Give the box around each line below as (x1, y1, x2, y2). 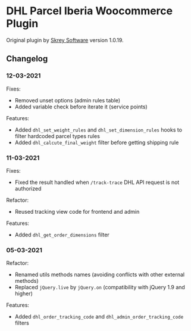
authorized (14, 185, 42, 192)
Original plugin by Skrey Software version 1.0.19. (6, 36, 124, 43)
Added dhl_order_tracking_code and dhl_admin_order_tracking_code (14, 313, 184, 320)
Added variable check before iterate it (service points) (14, 103, 148, 110)
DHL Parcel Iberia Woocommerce (6, 4, 173, 18)
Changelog (6, 54, 48, 64)
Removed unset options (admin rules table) (14, 96, 121, 104)
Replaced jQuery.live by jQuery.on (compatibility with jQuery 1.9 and (14, 284, 186, 291)
